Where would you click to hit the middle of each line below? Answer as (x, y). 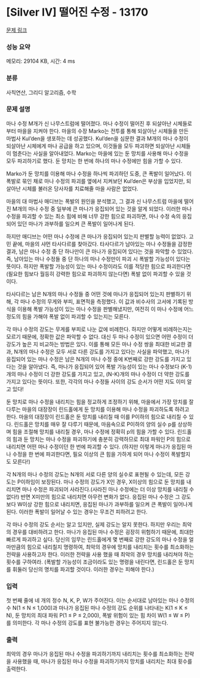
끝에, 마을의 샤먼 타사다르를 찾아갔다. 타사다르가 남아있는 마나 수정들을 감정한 (102, 244)
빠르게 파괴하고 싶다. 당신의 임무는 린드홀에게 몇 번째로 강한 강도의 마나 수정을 (97, 539)
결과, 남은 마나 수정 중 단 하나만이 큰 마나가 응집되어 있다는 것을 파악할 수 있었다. (100, 251)
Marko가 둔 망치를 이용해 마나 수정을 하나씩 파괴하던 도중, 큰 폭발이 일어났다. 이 (99, 174)
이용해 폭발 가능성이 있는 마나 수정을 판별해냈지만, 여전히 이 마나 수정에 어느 (105, 309)
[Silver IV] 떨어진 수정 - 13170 (77, 12)
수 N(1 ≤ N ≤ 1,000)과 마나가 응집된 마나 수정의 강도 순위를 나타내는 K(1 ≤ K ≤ (97, 608)
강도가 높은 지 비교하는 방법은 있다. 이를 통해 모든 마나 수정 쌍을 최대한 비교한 (96, 344)
